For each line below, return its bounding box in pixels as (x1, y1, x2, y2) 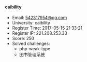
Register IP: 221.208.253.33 (12, 30, 68, 36)
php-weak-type (19, 46, 51, 52)
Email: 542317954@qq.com (12, 15, 67, 21)
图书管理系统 (19, 52, 45, 58)
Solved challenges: (12, 41, 50, 46)
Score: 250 (12, 36, 35, 41)
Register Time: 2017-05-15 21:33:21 (12, 25, 83, 31)
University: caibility (12, 20, 51, 26)
